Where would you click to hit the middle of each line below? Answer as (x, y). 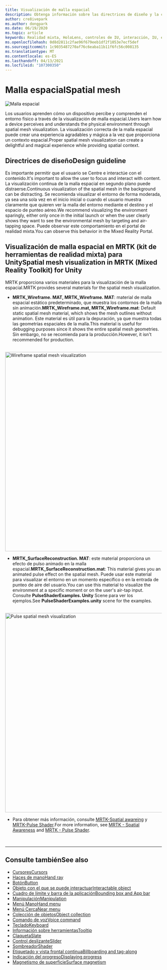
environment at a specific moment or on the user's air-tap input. (78, 590)
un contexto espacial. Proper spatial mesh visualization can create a (74, 140)
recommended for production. (43, 339)
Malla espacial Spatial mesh (63, 90)
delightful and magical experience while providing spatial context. (72, 146)
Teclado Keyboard (30, 925)
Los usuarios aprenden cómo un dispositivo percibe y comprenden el (76, 114)
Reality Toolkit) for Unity (44, 270)
